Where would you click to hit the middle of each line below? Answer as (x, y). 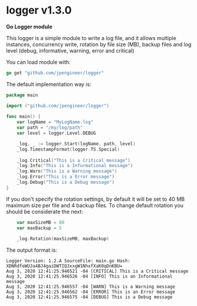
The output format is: (32, 250)
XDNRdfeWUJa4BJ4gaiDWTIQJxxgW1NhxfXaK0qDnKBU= (64, 266)
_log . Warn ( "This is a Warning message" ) (67, 171)
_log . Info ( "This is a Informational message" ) (75, 166)
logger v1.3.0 (39, 10)
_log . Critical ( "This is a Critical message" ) (74, 160)
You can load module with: (38, 62)
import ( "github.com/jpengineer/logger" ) (58, 106)
